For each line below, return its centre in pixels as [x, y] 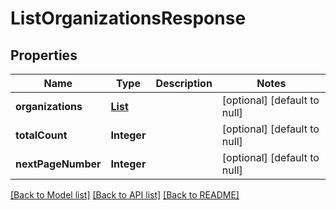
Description [184, 83]
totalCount [41, 135]
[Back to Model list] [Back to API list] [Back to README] [125, 195]
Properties [44, 55]
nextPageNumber [58, 164]
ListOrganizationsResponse [128, 18]
